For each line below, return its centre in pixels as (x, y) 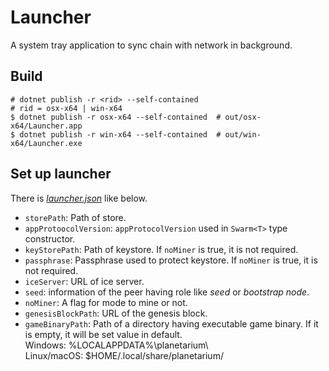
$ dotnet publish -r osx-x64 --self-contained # (116, 117)
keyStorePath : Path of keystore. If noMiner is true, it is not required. (161, 249)
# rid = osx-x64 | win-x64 (66, 108)
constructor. (50, 238)
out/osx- (243, 117)
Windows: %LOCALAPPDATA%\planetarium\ (116, 345)
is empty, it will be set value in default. (103, 334)
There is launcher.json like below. (79, 198)
